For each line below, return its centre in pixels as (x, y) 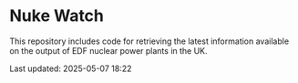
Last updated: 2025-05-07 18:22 (71, 68)
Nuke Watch (57, 16)
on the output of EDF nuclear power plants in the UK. (108, 50)
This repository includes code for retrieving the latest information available (149, 41)
